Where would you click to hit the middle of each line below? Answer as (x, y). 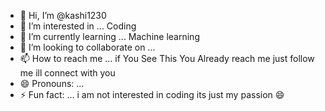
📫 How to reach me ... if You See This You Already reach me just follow (167, 58)
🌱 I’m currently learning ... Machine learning (109, 36)
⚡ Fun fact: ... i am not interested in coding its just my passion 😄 (152, 94)
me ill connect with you (67, 73)
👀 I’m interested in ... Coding (78, 26)
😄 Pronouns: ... (52, 83)
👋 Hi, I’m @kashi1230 (63, 15)
